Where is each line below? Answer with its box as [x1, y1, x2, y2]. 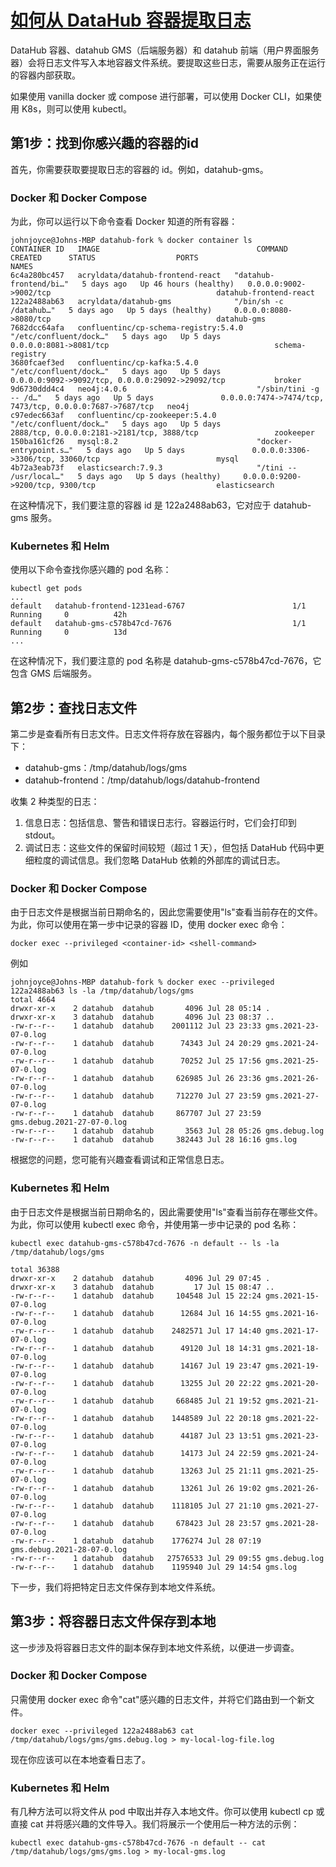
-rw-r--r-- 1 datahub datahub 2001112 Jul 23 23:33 [10, 1021, 262, 1031]
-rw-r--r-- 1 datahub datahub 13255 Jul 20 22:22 [10, 1378, 262, 1388]
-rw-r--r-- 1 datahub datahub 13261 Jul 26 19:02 [10, 1483, 262, 1493]
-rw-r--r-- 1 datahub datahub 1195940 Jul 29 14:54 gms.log [10, 1562, 298, 1572]
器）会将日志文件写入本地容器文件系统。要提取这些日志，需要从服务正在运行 [10, 56, 326, 68]
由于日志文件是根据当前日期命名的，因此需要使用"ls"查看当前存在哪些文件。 [10, 1206, 323, 1218]
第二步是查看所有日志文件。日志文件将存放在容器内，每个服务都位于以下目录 [10, 728, 326, 740]
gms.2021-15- [265, 1291, 320, 1301]
